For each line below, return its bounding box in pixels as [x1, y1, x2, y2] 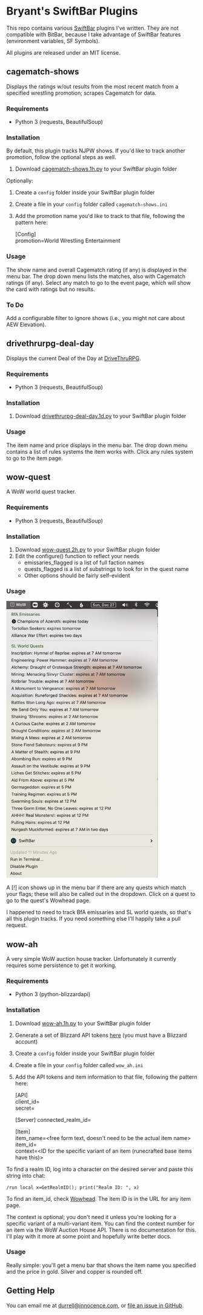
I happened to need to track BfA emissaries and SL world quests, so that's [6, 909, 191, 916]
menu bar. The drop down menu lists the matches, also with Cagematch [6, 272, 186, 280]
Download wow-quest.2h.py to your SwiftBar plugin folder [15, 546, 161, 553]
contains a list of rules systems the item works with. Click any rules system [6, 448, 193, 455]
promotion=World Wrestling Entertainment [15, 237, 121, 244]
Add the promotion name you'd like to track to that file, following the [15, 213, 185, 220]
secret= [15, 1104, 35, 1112]
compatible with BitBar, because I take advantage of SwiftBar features [6, 30, 181, 38]
